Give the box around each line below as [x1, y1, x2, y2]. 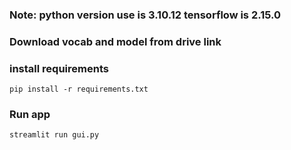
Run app [9, 108, 51, 122]
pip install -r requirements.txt [9, 84, 149, 95]
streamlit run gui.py [9, 130, 100, 140]
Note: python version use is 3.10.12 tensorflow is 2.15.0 [9, 8, 282, 22]
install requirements [9, 61, 109, 75]
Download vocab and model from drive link [9, 34, 222, 48]
